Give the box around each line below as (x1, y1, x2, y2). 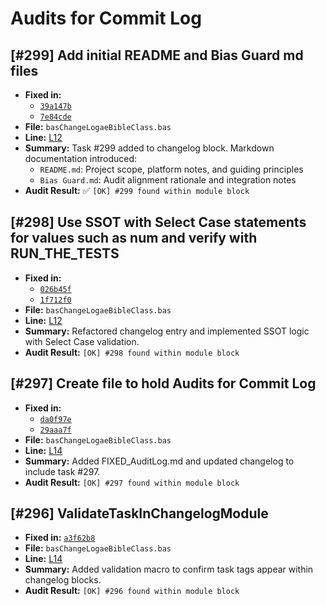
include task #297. (24, 465, 101, 477)
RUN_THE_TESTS (10, 245, 120, 262)
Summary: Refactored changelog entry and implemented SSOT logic (24, 325, 310, 337)
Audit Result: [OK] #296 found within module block (24, 585, 240, 597)
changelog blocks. (24, 574, 102, 586)
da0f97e (39, 414, 72, 424)
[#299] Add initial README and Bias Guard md (10, 47, 304, 64)
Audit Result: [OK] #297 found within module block (24, 476, 240, 488)
